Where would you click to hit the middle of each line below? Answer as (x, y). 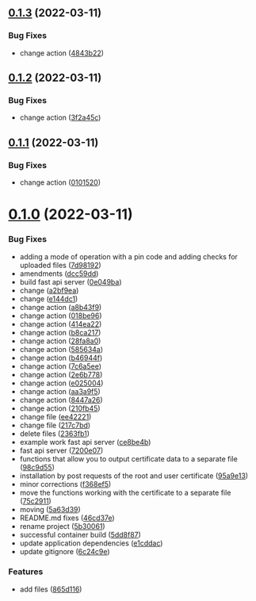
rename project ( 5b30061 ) (62, 526)
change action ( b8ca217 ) (60, 332)
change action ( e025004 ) (61, 383)
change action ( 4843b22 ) (62, 53)
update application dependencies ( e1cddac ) (91, 543)
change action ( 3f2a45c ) (60, 117)
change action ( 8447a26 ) (61, 400)
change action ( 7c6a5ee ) (60, 366)
